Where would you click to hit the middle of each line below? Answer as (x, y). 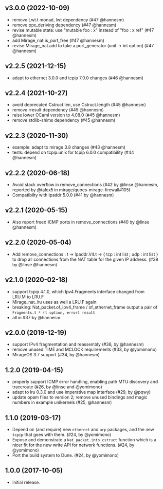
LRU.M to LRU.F (28, 297)
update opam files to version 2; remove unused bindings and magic (80, 397)
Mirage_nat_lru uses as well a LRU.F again (54, 302)
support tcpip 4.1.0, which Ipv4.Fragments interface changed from (78, 291)
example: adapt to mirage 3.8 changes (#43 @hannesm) (69, 147)
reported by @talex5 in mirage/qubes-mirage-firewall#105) (71, 190)
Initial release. (26, 482)
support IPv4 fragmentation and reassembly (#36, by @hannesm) (78, 344)
